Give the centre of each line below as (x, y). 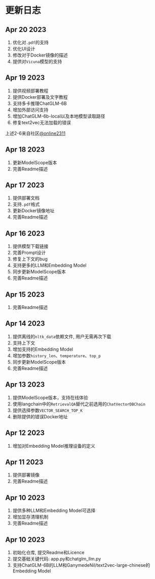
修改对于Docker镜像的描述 (40, 55)
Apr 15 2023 (25, 294)
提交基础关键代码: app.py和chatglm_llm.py (57, 559)
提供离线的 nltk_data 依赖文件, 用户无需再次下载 (62, 336)
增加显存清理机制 (30, 517)
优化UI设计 (24, 49)
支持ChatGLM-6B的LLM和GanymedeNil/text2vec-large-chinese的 (81, 565)
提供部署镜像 (26, 475)
